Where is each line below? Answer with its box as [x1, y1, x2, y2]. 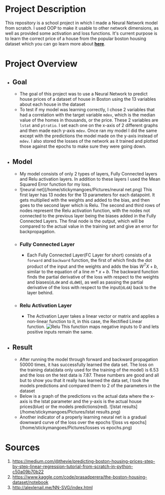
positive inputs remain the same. [27, 329, 93, 334]
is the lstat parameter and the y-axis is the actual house [29, 398, 142, 404]
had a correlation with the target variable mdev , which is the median [19, 112, 155, 118]
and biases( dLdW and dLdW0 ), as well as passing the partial [27, 279, 144, 285]
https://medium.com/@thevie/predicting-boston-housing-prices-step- [12, 458, 156, 464]
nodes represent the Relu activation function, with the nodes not [19, 207, 150, 213]
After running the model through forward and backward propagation [19, 356, 158, 362]
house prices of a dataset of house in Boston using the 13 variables [19, 96, 156, 102]
